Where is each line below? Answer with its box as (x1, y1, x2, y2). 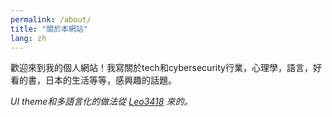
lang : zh (10, 33, 47, 43)
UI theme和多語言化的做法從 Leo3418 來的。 (10, 96, 193, 108)
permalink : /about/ (10, 14, 92, 25)
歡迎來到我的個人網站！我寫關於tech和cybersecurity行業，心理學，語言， (10, 62, 313, 74)
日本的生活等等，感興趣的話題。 (44, 74, 177, 86)
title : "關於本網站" (10, 24, 88, 34)
